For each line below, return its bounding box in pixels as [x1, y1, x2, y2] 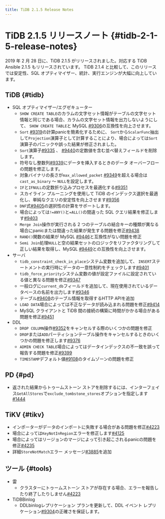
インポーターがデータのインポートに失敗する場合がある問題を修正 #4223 [12, 424, 160, 430]
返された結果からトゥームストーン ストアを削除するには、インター [12, 384, 147, 390]
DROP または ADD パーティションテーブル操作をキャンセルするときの [19, 331, 152, 338]
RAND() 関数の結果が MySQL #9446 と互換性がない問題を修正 [19, 234, 142, 240]
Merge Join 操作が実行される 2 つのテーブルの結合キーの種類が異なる [19, 221, 159, 227]
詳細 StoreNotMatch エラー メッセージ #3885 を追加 [12, 449, 112, 454]
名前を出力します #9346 [41, 289, 90, 295]
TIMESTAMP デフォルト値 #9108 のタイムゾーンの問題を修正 [19, 356, 134, 362]
